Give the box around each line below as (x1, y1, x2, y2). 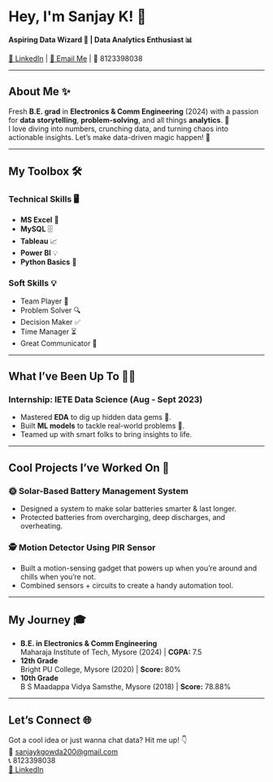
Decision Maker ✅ (19, 317, 81, 326)
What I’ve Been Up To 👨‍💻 (8, 369, 136, 383)
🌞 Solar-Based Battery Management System (8, 485, 188, 496)
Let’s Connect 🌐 (8, 713, 92, 727)
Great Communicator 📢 (19, 338, 97, 348)
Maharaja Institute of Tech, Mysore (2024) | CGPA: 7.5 (19, 647, 202, 657)
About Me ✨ (8, 85, 71, 98)
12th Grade (19, 656, 58, 666)
